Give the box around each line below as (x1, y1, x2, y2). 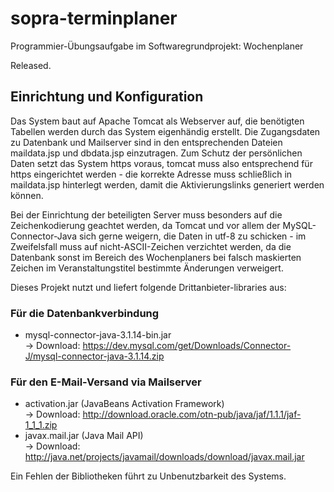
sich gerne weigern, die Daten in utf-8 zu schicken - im (78, 230, 307, 242)
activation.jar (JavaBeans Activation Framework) (24, 398, 225, 410)
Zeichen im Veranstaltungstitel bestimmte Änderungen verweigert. (10, 262, 284, 274)
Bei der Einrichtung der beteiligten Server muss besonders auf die (10, 208, 283, 221)
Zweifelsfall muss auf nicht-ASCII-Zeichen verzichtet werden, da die (10, 240, 292, 252)
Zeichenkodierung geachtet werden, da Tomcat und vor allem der (10, 219, 281, 231)
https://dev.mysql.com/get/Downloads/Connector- (82, 340, 292, 352)
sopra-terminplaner (10, 7, 178, 30)
